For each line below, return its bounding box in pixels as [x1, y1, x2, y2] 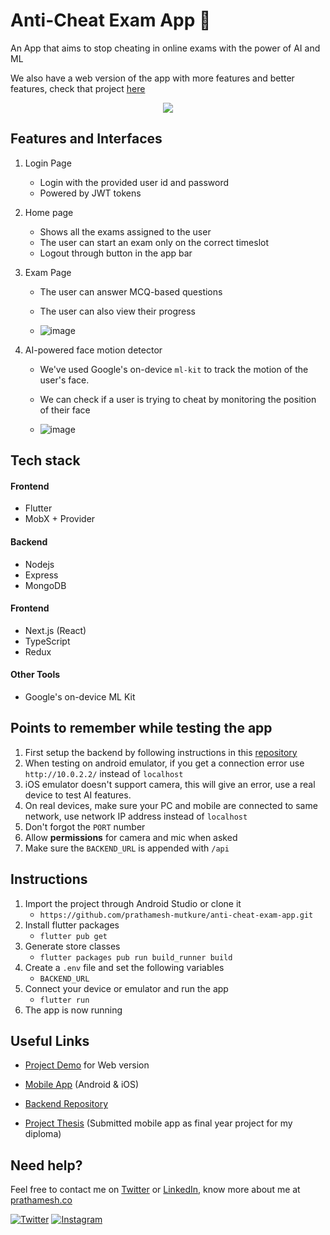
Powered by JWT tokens [39, 187, 142, 199]
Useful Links [10, 1032, 90, 1049]
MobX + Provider [24, 513, 96, 525]
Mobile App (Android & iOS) [24, 1079, 140, 1091]
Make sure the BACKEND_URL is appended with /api [24, 842, 230, 854]
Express [24, 569, 59, 581]
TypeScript [24, 635, 71, 647]
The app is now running [24, 1004, 123, 1016]
